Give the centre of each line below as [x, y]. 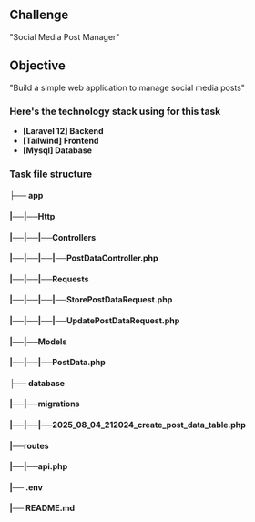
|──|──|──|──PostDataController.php [84, 258]
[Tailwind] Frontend [61, 140]
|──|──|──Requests [49, 279]
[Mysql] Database [57, 150]
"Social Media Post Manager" [65, 36]
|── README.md [42, 508]
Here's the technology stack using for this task [115, 111]
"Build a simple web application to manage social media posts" [127, 87]
